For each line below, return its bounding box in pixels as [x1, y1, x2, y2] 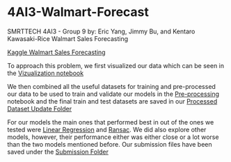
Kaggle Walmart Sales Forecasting [7, 48, 106, 56]
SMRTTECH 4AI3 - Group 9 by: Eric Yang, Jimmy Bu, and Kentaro [7, 27, 196, 35]
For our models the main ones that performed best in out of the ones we [7, 118, 214, 126]
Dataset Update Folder [7, 104, 72, 113]
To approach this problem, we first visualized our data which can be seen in [7, 61, 225, 70]
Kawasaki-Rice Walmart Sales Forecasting [7, 34, 129, 42]
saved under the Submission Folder [7, 147, 109, 156]
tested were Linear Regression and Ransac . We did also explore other [7, 125, 207, 133]
